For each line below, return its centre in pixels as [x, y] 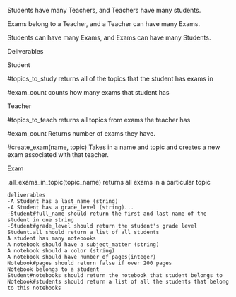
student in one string [41, 220]
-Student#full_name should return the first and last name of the [107, 214]
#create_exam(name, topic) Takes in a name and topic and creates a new [114, 147]
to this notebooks [34, 288]
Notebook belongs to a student [53, 269]
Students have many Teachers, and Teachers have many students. [104, 10]
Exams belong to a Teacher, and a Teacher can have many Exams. [104, 24]
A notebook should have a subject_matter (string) [83, 245]
